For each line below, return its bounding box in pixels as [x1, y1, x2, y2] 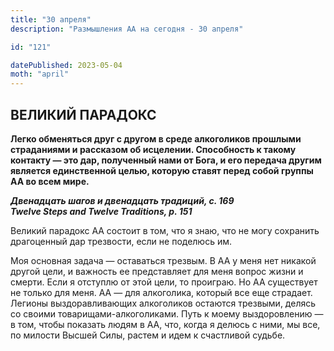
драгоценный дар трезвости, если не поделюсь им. [10, 235, 233, 247]
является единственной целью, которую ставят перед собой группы [10, 164, 314, 176]
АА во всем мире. [10, 175, 90, 187]
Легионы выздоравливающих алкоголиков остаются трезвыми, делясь [10, 297, 317, 309]
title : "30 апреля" [10, 14, 92, 25]
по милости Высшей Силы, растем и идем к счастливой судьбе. [10, 329, 286, 341]
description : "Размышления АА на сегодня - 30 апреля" [10, 24, 244, 34]
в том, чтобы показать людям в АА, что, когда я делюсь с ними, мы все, [10, 318, 321, 330]
